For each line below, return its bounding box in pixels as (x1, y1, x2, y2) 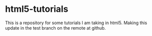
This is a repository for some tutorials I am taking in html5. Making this (5, 20, 148, 26)
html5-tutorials (5, 3, 68, 15)
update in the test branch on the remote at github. (5, 25, 106, 31)
